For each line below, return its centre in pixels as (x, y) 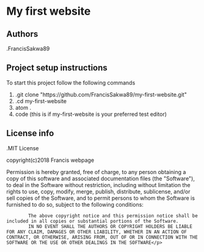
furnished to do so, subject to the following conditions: (75, 204)
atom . (23, 107)
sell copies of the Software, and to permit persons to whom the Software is (101, 198)
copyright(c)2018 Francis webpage (50, 160)
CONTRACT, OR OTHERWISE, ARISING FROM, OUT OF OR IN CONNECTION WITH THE (102, 237)
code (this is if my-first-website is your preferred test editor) (91, 114)
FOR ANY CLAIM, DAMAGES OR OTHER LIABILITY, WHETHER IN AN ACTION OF (97, 232)
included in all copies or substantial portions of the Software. (93, 221)
